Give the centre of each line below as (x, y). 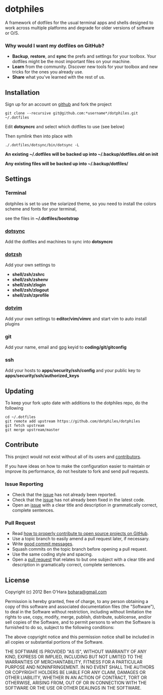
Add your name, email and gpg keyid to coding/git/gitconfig (66, 347)
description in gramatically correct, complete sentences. (69, 565)
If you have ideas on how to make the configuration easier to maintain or (78, 466)
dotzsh (14, 254)
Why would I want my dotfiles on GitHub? (55, 46)
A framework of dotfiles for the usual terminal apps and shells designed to (79, 23)
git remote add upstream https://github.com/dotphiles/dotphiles (72, 421)
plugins (12, 324)
